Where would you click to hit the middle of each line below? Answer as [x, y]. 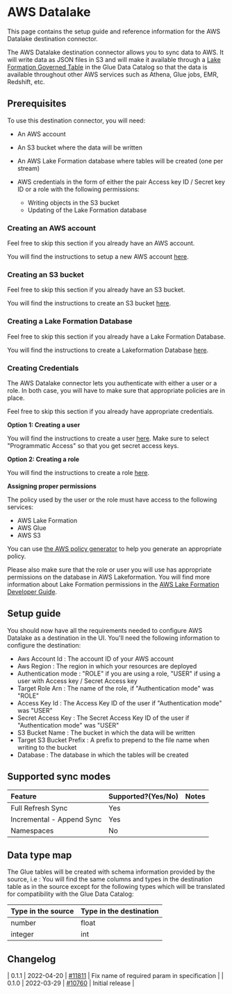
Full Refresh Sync [39, 808]
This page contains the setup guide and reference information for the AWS [114, 31]
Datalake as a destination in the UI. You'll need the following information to [114, 638]
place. [16, 398]
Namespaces [32, 831]
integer [22, 934]
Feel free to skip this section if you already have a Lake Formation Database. [116, 336]
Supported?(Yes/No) [143, 796]
